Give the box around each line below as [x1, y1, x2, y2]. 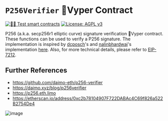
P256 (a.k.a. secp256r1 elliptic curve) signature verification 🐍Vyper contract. [5, 30, 163, 36]
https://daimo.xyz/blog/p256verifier [12, 85, 87, 91]
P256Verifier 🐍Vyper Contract [5, 4, 133, 16]
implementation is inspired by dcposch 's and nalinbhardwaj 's [5, 41, 132, 47]
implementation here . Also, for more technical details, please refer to [5, 46, 147, 52]
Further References [5, 66, 68, 75]
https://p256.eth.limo [12, 90, 56, 96]
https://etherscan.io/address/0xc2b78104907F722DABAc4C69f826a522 [12, 95, 163, 101]
